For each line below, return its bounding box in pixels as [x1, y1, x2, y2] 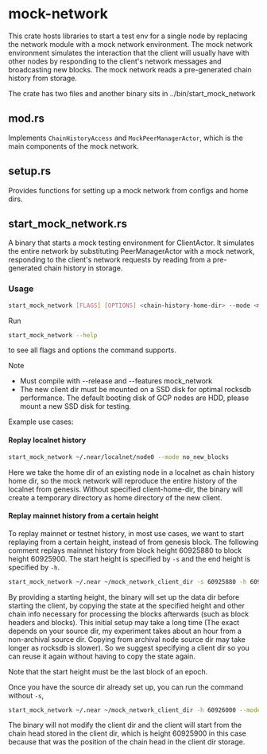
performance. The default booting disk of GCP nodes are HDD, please [19, 393, 250, 402]
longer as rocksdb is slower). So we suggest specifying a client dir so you [8, 643, 250, 652]
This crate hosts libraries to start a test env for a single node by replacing [8, 31, 248, 41]
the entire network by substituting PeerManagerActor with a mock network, [8, 247, 255, 256]
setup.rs [8, 165, 52, 178]
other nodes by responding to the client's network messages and [8, 56, 222, 66]
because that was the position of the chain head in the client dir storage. [8, 737, 246, 747]
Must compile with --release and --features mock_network [19, 376, 213, 386]
